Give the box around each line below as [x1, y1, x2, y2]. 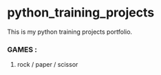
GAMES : [7, 45, 38, 54]
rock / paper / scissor [17, 61, 78, 69]
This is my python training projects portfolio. [7, 28, 133, 36]
